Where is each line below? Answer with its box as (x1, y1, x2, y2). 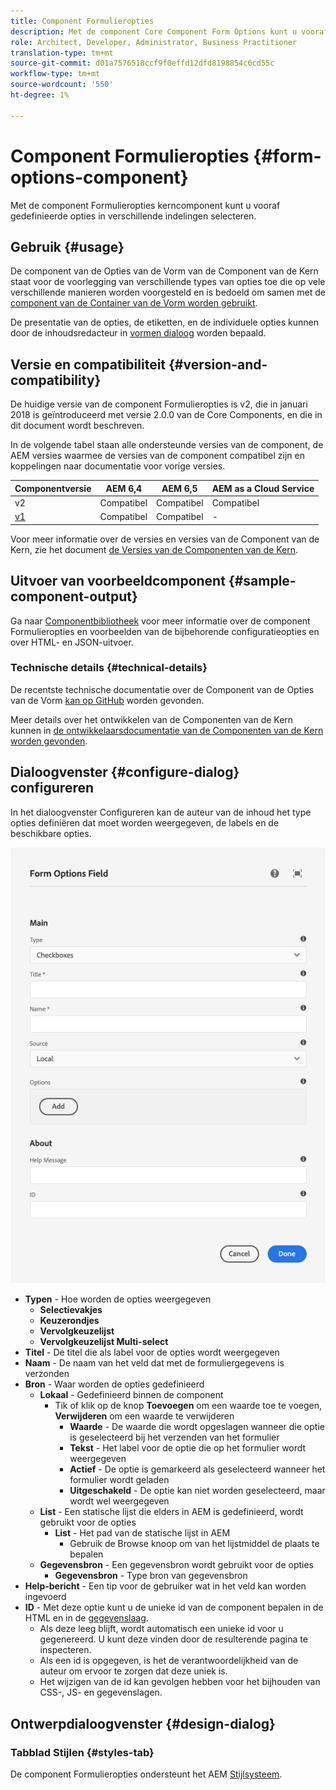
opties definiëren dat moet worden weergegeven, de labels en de (10, 816, 280, 829)
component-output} (10, 588, 138, 605)
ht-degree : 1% (10, 90, 70, 100)
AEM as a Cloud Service (211, 482, 315, 494)
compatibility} (10, 371, 102, 389)
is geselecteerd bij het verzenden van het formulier (69, 1431, 280, 1444)
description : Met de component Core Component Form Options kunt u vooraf (10, 26, 329, 37)
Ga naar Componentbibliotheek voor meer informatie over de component (10, 615, 311, 627)
